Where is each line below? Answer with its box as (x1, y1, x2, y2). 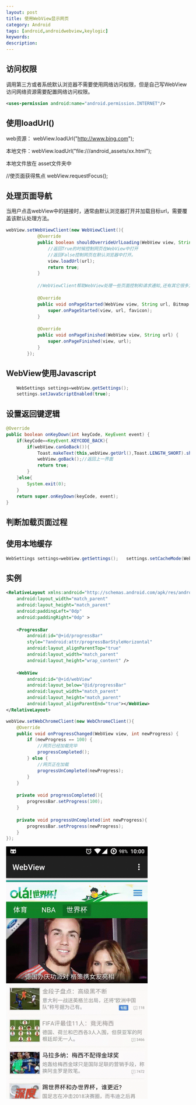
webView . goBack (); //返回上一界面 (37, 457, 114, 462)
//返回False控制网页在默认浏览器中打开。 (47, 252, 136, 258)
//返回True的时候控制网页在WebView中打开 (47, 246, 139, 252)
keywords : (6, 34, 30, 40)
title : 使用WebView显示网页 (6, 15, 69, 22)
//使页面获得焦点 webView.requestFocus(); (6, 172, 108, 179)
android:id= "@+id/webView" (27, 676, 93, 682)
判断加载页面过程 (6, 517, 68, 527)
